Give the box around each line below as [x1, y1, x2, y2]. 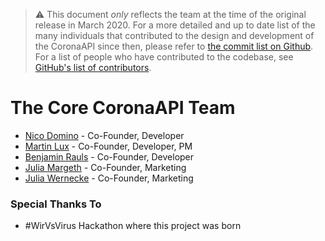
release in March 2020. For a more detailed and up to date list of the [34, 19, 316, 31]
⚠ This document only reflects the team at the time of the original [34, 9, 307, 20]
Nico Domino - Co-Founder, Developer [24, 129, 185, 141]
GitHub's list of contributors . [34, 62, 152, 73]
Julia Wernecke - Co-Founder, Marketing [24, 172, 194, 184]
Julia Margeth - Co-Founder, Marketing [24, 161, 187, 173]
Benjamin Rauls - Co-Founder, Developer [24, 150, 195, 163]
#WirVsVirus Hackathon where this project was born [24, 220, 242, 232]
